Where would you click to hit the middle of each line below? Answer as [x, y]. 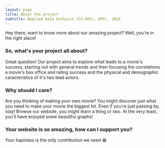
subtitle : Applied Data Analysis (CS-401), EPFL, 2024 [63, 19]
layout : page [19, 10]
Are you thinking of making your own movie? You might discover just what [81, 101]
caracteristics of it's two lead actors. [42, 77]
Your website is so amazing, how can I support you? [69, 129]
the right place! [21, 38]
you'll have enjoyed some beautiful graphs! [49, 116]
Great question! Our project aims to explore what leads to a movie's [74, 62]
